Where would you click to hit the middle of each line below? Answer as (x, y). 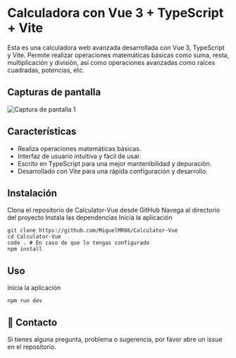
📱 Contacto (32, 322)
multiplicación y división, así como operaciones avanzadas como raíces (111, 62)
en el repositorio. (32, 347)
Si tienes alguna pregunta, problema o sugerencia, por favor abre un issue (115, 339)
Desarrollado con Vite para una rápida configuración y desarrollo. (112, 171)
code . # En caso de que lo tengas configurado (79, 243)
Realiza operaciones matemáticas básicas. (79, 148)
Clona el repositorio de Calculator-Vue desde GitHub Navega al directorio (114, 210)
